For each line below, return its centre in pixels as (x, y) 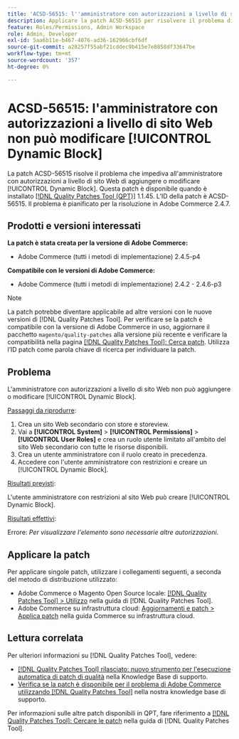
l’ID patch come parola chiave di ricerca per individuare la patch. (102, 350)
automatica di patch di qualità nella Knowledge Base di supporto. (113, 676)
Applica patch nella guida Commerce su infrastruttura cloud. (106, 616)
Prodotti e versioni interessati (74, 226)
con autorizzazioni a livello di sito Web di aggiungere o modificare (104, 181)
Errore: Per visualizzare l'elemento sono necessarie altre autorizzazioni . (113, 532)
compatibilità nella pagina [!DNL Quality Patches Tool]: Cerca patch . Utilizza (118, 342)
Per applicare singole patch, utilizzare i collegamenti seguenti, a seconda (115, 572)
